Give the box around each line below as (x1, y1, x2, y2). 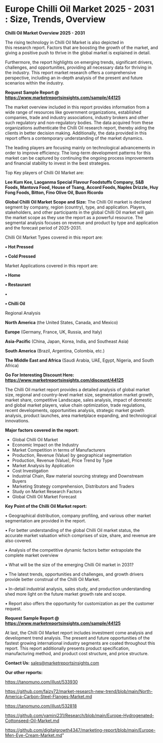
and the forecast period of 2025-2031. (5, 225, 82, 230)
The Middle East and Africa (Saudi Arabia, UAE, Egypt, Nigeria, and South (5, 357, 154, 363)
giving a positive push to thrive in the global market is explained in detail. (5, 50, 151, 56)
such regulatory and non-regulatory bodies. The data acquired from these (5, 120, 153, 125)
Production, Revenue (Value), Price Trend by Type (12, 457, 113, 463)
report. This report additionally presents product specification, (5, 645, 130, 651)
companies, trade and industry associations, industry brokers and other (5, 114, 148, 120)
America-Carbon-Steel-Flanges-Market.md (5, 693, 92, 699)
